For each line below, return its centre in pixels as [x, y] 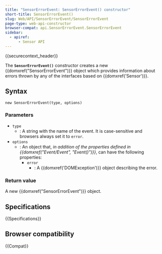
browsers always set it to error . [52, 136]
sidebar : [14, 33]
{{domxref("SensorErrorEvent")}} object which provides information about [80, 71]
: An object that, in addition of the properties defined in [75, 146]
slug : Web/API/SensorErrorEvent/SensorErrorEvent [57, 19]
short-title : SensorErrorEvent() [39, 14]
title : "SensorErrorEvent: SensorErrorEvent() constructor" [68, 10]
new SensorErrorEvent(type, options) [44, 103]
